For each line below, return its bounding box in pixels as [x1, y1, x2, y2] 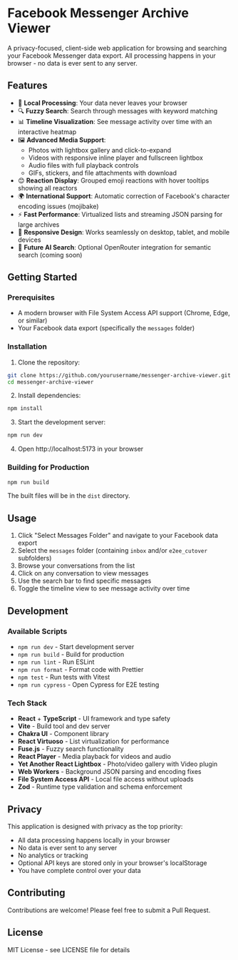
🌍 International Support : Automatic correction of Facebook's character [17, 191, 230, 200]
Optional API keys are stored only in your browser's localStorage [17, 859, 208, 867]
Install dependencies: [17, 391, 81, 400]
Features [7, 80, 48, 92]
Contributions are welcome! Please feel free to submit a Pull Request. [7, 906, 211, 914]
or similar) [17, 316, 48, 325]
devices [17, 235, 41, 244]
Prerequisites [7, 292, 55, 302]
